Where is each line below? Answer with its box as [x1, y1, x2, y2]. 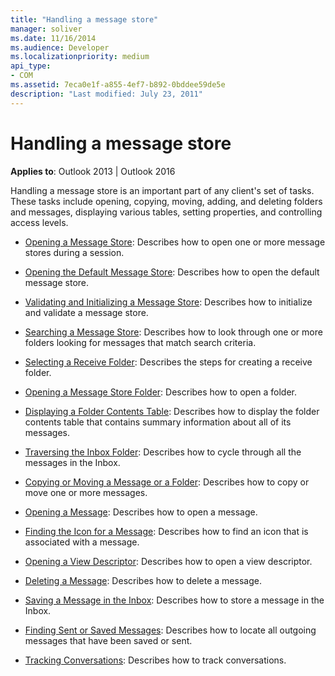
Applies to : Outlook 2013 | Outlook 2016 [10, 165, 176, 177]
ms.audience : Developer [10, 42, 110, 53]
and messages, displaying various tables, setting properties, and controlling [10, 206, 323, 218]
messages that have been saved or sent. [24, 634, 193, 646]
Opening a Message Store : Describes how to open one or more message [24, 236, 326, 248]
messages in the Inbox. [24, 456, 121, 468]
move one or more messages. [24, 486, 148, 498]
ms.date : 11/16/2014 [10, 33, 97, 43]
